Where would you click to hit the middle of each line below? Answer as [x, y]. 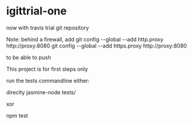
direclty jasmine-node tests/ [41, 92]
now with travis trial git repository [47, 28]
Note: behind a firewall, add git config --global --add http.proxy [85, 39]
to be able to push [29, 57]
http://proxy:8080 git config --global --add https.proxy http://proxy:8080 [97, 46]
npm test [17, 115]
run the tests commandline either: [48, 81]
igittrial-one [37, 11]
